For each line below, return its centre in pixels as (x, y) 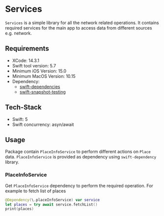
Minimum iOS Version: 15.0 (39, 71)
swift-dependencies (40, 87)
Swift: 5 (20, 119)
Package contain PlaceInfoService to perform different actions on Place (78, 152)
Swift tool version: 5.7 (34, 65)
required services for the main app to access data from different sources (79, 28)
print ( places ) (20, 209)
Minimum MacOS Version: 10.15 (44, 76)
